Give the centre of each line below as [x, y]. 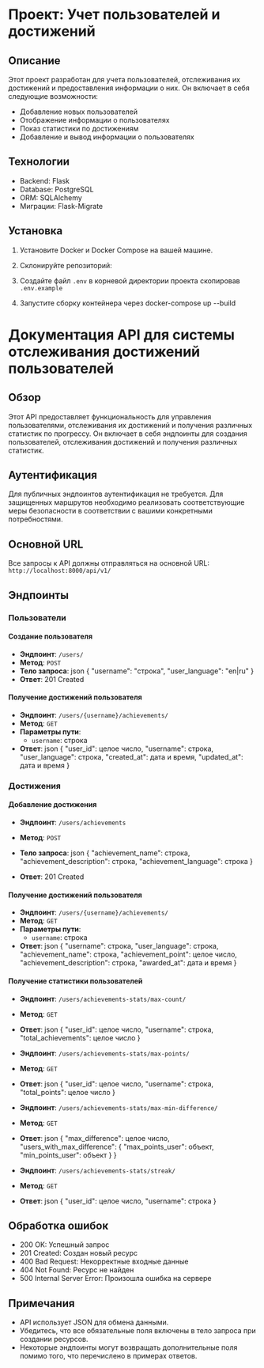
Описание [34, 61]
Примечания [41, 1303]
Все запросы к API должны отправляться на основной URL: [109, 563]
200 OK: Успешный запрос [64, 1245]
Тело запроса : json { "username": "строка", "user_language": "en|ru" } [137, 671]
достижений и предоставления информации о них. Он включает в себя [129, 88]
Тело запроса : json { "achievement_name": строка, [105, 853]
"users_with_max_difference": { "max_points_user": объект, [117, 1146]
